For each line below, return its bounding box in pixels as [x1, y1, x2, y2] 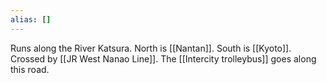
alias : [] [10, 14, 52, 25]
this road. [10, 63, 50, 75]
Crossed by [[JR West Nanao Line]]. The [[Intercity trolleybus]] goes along [10, 52, 317, 65]
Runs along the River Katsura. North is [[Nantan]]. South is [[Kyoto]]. [10, 42, 292, 54]
